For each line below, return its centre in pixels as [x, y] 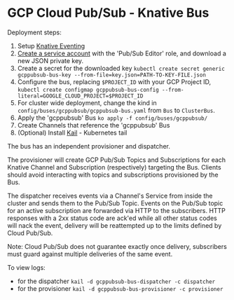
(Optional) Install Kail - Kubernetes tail [72, 132]
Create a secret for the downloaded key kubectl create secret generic [121, 68]
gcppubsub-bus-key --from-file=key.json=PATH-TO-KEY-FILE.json [112, 75]
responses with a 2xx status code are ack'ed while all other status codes [112, 218]
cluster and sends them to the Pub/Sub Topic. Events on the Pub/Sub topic [115, 203]
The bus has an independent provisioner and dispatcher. [89, 146]
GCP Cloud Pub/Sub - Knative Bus [108, 13]
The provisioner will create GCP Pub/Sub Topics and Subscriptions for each [117, 160]
